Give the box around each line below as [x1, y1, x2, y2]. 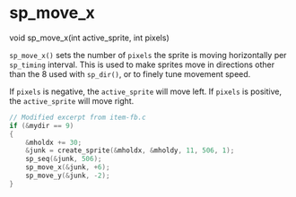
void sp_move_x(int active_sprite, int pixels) [9, 32, 170, 43]
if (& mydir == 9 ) [9, 121, 74, 130]
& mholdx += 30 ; [25, 138, 83, 147]
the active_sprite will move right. [9, 95, 135, 106]
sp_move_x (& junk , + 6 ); [25, 163, 110, 172]
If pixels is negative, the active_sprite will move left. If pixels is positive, [9, 86, 283, 97]
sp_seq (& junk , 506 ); [25, 155, 102, 164]
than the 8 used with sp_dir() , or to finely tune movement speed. [9, 68, 251, 79]
